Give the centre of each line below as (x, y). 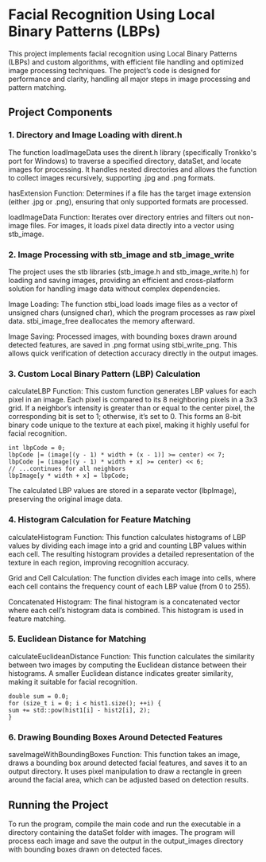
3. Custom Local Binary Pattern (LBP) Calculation (104, 374)
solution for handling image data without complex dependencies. (114, 289)
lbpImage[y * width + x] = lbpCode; (69, 476)
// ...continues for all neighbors (67, 469)
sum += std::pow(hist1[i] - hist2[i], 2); (79, 710)
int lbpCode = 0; (37, 448)
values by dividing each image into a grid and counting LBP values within (128, 546)
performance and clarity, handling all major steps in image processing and (129, 79)
